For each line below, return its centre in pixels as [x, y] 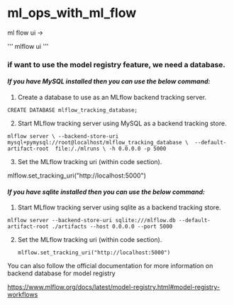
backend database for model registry [61, 273]
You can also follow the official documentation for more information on [110, 266]
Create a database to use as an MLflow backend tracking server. [112, 98]
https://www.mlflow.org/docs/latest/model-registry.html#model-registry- [114, 287]
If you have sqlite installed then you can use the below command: [106, 192]
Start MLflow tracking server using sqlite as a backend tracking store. [119, 207]
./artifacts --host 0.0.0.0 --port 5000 [112, 227]
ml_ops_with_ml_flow [72, 13]
